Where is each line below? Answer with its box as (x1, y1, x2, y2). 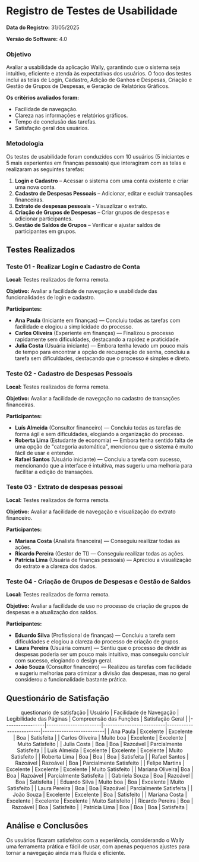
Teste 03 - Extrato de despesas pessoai (6, 483, 123, 491)
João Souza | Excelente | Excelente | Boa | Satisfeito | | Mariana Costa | (12, 791, 187, 798)
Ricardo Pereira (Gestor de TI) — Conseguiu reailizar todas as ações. (14, 550, 185, 557)
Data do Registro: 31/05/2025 (6, 24, 80, 31)
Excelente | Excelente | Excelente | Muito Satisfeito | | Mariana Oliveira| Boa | (6, 765, 194, 773)
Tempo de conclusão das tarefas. (14, 118, 97, 125)
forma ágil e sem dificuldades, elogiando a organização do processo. (14, 430, 184, 437)
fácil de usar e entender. (14, 449, 75, 456)
